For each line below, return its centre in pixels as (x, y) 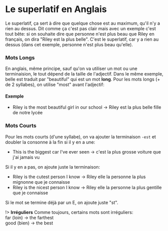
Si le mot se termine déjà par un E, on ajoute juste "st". (62, 202)
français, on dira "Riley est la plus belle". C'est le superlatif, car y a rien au (82, 39)
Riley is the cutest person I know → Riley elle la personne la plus (79, 177)
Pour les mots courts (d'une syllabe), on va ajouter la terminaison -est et (81, 136)
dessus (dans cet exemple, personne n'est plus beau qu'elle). (69, 44)
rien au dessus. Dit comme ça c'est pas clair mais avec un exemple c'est (81, 28)
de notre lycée (27, 113)
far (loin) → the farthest (30, 217)
